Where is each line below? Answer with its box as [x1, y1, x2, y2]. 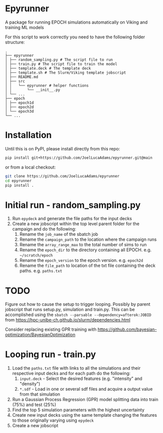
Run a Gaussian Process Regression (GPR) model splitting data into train [12, 397, 159, 403]
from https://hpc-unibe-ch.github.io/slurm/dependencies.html [5, 317, 131, 323]
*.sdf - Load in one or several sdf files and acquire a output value [19, 386, 153, 392]
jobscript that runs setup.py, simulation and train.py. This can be [5, 307, 135, 313]
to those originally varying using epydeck [12, 417, 94, 423]
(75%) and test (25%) [12, 402, 56, 408]
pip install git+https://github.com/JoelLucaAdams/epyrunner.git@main [5, 155, 153, 160]
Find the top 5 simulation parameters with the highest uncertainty [12, 407, 145, 413]
